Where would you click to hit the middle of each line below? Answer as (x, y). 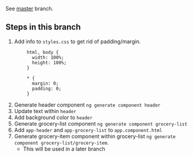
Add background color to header (53, 117)
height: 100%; (49, 63)
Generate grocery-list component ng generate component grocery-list (101, 123)
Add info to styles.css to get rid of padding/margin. (77, 41)
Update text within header (45, 111)
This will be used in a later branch (64, 149)
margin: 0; (45, 83)
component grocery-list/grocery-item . (61, 142)
